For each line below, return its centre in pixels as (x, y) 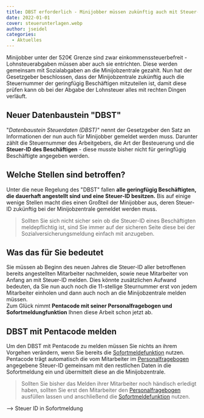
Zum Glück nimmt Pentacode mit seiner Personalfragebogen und (89, 306)
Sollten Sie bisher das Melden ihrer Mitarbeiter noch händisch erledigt (109, 384)
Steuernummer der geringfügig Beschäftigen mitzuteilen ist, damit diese (97, 83)
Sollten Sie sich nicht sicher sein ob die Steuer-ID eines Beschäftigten (108, 221)
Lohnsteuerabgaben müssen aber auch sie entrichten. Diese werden (92, 64)
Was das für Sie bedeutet (55, 253)
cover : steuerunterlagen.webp (45, 23)
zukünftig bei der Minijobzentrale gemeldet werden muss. (85, 209)
